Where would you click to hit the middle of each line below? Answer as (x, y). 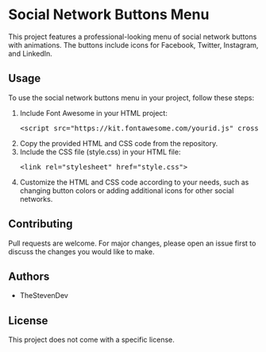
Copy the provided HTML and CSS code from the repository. (119, 143)
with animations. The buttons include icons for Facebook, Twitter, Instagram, (133, 44)
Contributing (40, 224)
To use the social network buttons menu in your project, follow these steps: (131, 98)
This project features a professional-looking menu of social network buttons (133, 37)
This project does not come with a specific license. (91, 340)
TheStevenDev (44, 296)
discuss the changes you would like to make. (81, 251)
